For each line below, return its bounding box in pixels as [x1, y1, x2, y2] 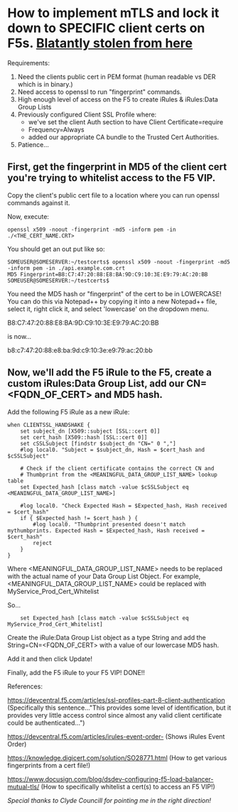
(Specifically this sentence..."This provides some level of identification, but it [7, 703, 232, 712]
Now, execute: [7, 212, 50, 221]
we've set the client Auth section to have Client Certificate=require [28, 117, 224, 126]
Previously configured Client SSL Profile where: [17, 110, 157, 119]
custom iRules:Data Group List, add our [7, 378, 185, 390]
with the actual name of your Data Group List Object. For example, [7, 572, 201, 580]
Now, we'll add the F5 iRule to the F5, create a [7, 367, 212, 379]
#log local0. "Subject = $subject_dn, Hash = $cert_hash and [20, 446, 205, 453]
